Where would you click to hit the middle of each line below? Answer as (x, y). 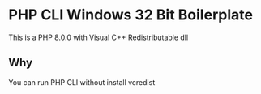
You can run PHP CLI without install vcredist (82, 82)
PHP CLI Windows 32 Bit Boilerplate (131, 15)
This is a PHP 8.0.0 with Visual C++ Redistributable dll (98, 37)
